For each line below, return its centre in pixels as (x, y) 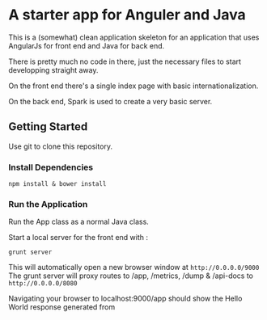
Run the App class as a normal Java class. (79, 222)
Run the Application (48, 204)
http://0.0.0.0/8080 (43, 284)
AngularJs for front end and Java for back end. (87, 45)
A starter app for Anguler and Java (127, 15)
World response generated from (62, 307)
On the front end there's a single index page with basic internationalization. (133, 86)
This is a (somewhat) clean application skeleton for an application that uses (134, 37)
